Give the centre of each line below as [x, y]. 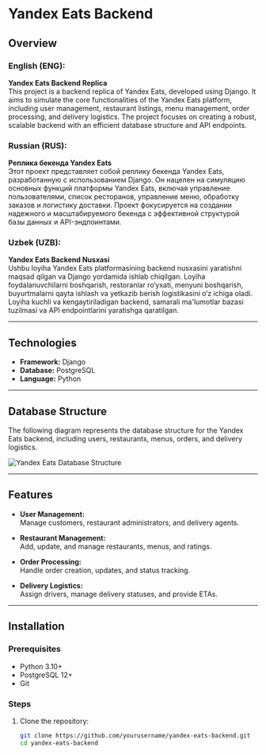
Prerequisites [34, 649]
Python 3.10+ [41, 666]
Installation [36, 627]
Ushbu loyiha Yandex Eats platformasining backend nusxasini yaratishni [125, 268]
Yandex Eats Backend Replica [58, 83]
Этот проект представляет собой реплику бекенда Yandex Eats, [116, 171]
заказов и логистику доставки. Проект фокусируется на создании [120, 205]
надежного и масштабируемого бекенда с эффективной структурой [124, 214]
